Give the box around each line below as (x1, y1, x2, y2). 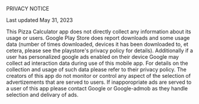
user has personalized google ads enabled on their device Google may (6, 53, 179, 60)
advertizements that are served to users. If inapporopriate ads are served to (6, 78, 192, 86)
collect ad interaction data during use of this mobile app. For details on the (6, 59, 188, 67)
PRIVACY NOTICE (6, 5, 49, 12)
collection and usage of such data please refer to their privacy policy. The (6, 66, 187, 73)
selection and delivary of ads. (6, 92, 79, 98)
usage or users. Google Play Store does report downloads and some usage (6, 34, 190, 41)
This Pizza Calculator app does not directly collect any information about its (6, 28, 191, 35)
